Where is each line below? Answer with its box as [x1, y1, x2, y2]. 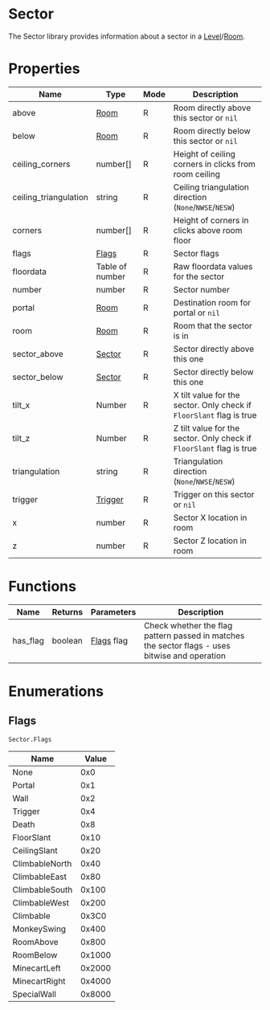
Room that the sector [173, 320, 253, 331]
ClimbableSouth [12, 884, 73, 895]
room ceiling [173, 168, 221, 179]
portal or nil [173, 307, 221, 318]
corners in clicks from [173, 158, 256, 170]
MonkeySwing [12, 923, 67, 934]
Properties [8, 59, 80, 78]
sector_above [12, 348, 63, 359]
